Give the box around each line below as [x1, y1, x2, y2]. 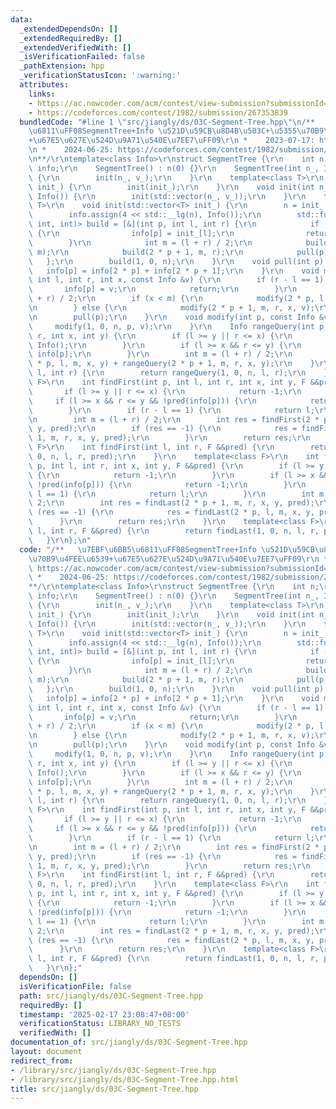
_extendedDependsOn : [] [19, 24, 118, 34]
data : [10, 14, 33, 25]
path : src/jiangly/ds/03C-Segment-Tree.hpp [19, 991, 203, 1001]
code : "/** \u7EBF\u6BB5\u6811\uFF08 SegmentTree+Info [19, 544, 257, 555]
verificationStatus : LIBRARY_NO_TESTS [19, 1019, 182, 1029]
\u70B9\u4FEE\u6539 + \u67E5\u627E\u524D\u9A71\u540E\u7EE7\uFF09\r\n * [28, 554, 329, 564]
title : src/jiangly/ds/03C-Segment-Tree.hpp [10, 1084, 199, 1094]
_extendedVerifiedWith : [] [19, 42, 132, 53]
